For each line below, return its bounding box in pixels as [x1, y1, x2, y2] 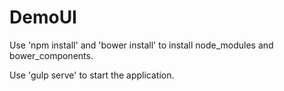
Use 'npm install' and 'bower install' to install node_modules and [9, 39, 274, 51]
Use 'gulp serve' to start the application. [9, 69, 175, 81]
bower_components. [9, 49, 94, 61]
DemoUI [9, 6, 77, 29]
